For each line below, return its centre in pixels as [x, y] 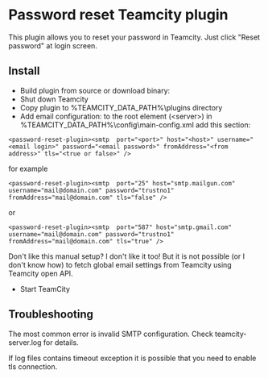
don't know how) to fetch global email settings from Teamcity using [120, 264]
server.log [25, 342]
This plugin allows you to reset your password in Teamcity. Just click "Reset [134, 37]
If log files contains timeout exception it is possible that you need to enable [132, 358]
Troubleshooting [51, 315]
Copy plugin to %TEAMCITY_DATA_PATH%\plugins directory [121, 107]
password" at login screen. [53, 45]
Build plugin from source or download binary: [95, 90]
